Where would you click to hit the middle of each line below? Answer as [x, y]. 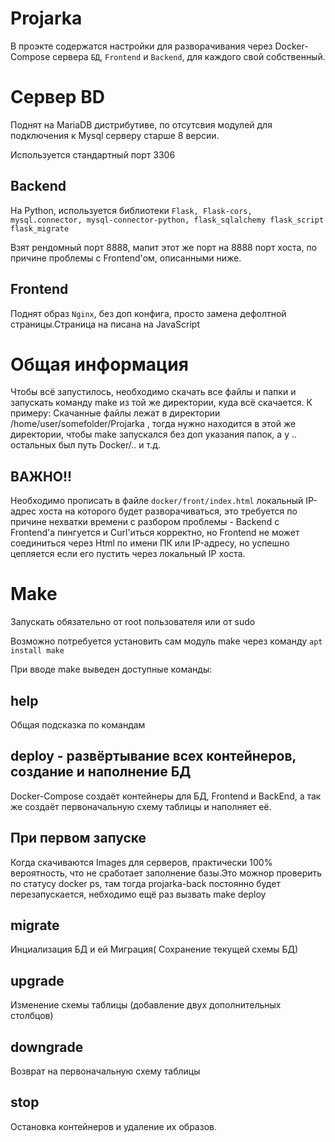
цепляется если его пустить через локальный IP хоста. [128, 554]
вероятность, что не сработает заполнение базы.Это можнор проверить [166, 873]
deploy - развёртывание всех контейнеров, [153, 756]
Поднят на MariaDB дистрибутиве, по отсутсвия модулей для [141, 124]
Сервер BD [57, 97]
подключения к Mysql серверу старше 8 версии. [115, 135]
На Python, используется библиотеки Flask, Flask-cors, [131, 210]
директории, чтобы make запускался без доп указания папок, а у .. [154, 434]
